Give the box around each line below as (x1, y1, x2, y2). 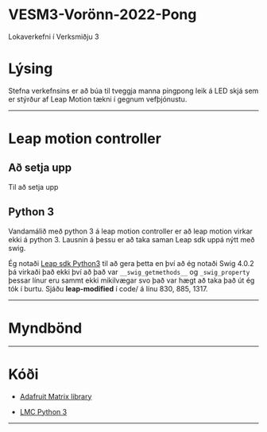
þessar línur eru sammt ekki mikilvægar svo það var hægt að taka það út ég (8, 276, 255, 285)
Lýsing (8, 60, 53, 78)
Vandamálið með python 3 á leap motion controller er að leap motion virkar (8, 226, 253, 236)
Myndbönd (8, 319, 83, 337)
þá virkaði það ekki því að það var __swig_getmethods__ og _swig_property (8, 267, 250, 276)
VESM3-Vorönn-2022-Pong (8, 6, 197, 24)
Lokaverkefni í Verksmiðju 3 (8, 32, 99, 41)
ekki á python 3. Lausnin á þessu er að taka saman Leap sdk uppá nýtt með (8, 234, 255, 244)
